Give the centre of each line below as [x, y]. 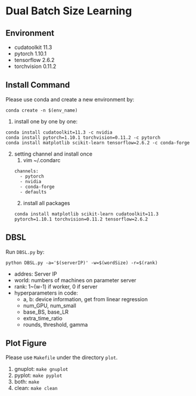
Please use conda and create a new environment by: [70, 99]
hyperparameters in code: [46, 293]
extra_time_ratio [43, 318]
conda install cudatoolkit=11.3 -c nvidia [59, 132]
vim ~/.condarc [42, 160]
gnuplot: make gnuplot [41, 369]
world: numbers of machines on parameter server [75, 280]
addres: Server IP [35, 274]
